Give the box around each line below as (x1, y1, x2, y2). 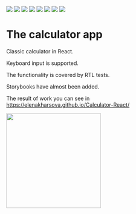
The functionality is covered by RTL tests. (6, 71, 110, 78)
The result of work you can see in (6, 95, 90, 102)
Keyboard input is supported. (6, 59, 79, 67)
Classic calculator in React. (6, 47, 74, 55)
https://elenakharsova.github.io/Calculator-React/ (6, 101, 130, 109)
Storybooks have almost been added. (6, 82, 100, 90)
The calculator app (6, 28, 103, 42)
